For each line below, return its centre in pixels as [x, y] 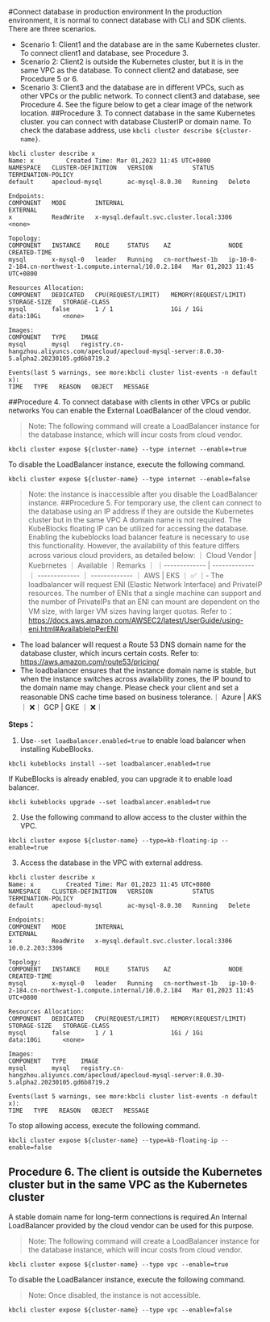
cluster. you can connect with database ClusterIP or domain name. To [135, 122]
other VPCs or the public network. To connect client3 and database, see [140, 96]
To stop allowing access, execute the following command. [104, 1125]
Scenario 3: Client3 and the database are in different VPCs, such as [132, 87]
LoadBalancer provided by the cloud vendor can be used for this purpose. [131, 1225]
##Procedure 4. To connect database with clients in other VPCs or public [130, 402]
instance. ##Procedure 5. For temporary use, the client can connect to [145, 503]
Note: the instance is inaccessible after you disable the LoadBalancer [143, 494]
